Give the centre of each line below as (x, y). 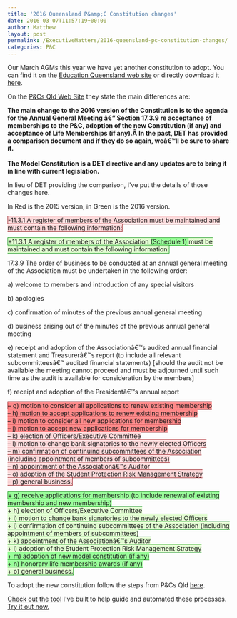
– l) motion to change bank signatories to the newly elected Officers (107, 443)
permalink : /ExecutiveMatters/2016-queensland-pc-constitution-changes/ (118, 41)
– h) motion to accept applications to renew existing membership (103, 413)
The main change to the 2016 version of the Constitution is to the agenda (118, 110)
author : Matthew (31, 27)
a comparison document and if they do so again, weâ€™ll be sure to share (118, 141)
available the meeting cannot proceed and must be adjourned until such (113, 370)
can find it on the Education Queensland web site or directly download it (114, 75)
